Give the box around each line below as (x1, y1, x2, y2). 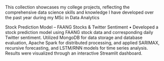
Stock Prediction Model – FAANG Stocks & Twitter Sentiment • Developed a (5, 24, 159, 30)
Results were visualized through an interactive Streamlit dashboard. (5, 50, 142, 56)
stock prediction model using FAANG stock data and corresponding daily (5, 30, 154, 35)
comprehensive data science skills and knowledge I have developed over (5, 9, 154, 15)
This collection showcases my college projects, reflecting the (5, 4, 130, 10)
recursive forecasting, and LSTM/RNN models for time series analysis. (5, 45, 148, 51)
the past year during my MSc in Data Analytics (5, 15, 100, 20)
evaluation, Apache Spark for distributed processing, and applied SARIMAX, (5, 40, 160, 46)
